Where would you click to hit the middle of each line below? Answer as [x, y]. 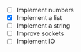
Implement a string [43, 26]
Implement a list [39, 18]
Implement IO [36, 42]
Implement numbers [45, 10]
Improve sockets [40, 33]
